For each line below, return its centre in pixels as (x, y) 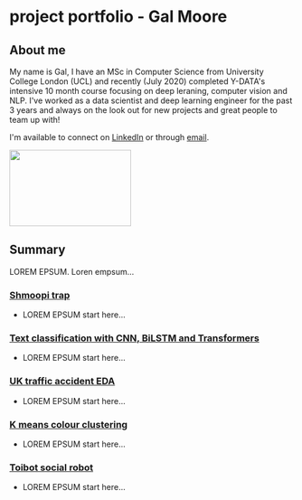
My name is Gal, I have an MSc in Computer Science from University (137, 71)
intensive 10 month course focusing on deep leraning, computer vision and (148, 91)
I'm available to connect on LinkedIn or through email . (109, 137)
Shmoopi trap (40, 295)
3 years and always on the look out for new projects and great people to (143, 110)
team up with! (35, 120)
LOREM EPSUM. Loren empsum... (72, 271)
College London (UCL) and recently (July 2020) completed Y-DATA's (137, 81)
